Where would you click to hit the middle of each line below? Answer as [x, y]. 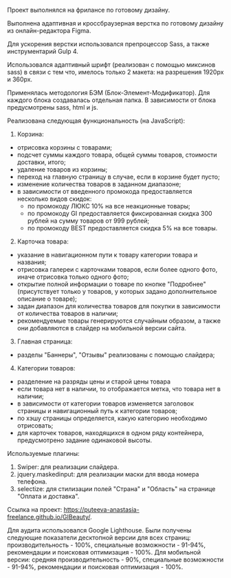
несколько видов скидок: [54, 199]
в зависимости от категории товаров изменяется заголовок [106, 403]
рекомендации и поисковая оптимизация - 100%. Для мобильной [104, 552]
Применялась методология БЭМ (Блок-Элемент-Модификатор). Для [109, 93]
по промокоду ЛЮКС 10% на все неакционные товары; [109, 206]
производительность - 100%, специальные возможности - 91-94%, [107, 545]
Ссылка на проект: [35, 509]
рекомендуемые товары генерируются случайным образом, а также [119, 321]
